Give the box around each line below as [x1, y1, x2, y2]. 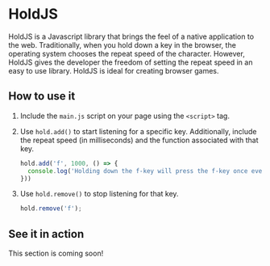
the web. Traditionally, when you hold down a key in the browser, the [8, 40, 236, 49]
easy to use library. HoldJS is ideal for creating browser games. [8, 65, 219, 75]
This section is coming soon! [8, 248, 104, 259]
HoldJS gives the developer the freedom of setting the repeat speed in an [8, 57, 253, 67]
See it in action [8, 227, 85, 241]
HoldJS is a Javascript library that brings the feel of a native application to [8, 32, 255, 41]
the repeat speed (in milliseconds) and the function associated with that [19, 135, 260, 145]
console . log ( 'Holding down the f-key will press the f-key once [27, 167, 248, 175]
